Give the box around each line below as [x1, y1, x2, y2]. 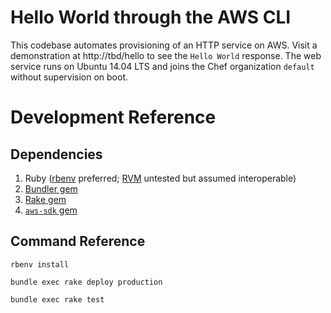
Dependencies [10, 146, 103, 163]
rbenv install [10, 259, 70, 270]
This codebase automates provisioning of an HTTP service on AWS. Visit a [10, 39, 318, 51]
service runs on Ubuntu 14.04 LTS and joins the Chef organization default [10, 60, 315, 72]
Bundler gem [24, 182, 78, 195]
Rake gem [24, 193, 67, 205]
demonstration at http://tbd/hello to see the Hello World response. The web [10, 49, 322, 61]
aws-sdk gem [24, 204, 78, 216]
